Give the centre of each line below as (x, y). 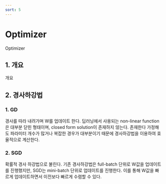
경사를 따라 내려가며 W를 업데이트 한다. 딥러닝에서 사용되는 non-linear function (82, 121)
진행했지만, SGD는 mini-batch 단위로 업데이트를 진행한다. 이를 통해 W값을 (82, 171)
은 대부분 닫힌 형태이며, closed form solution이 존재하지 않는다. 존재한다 (76, 127)
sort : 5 (13, 10)
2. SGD (14, 153)
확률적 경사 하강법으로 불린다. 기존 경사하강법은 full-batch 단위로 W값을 (75, 164)
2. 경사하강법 (24, 95)
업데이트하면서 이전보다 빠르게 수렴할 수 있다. (58, 177)
